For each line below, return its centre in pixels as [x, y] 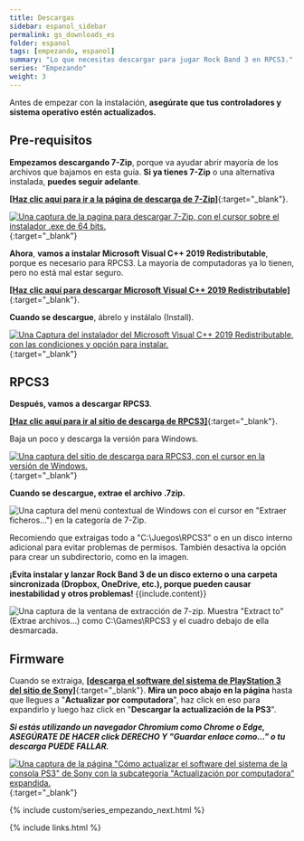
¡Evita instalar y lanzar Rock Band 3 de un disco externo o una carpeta [143, 574]
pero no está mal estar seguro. [66, 272]
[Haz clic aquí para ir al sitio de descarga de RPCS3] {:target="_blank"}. [143, 421]
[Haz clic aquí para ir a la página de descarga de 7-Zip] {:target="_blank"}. [149, 199]
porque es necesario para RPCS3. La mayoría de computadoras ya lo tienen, [152, 262]
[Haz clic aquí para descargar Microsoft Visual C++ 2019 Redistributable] [150, 289]
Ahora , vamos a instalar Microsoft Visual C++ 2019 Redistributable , [139, 253]
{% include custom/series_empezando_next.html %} [107, 810]
